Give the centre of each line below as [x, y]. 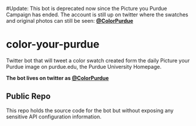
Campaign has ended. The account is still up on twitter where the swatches [97, 15]
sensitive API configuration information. [54, 117]
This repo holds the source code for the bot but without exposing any [90, 110]
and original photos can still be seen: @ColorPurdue [70, 21]
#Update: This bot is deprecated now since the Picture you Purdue [87, 8]
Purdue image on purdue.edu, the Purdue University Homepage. [84, 66]
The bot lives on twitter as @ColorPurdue [58, 78]
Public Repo [28, 97]
